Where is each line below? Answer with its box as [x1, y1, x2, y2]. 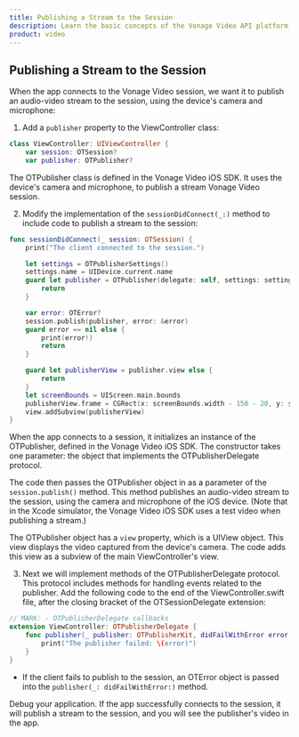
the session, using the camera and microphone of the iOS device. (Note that [9, 496, 288, 507]
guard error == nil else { [25, 325, 125, 334]
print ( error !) [41, 333, 93, 343]
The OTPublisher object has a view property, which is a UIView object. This [9, 532, 285, 543]
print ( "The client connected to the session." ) [25, 243, 205, 252]
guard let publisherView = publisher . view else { [25, 366, 214, 375]
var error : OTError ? [25, 308, 101, 317]
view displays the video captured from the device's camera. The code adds [9, 542, 287, 553]
